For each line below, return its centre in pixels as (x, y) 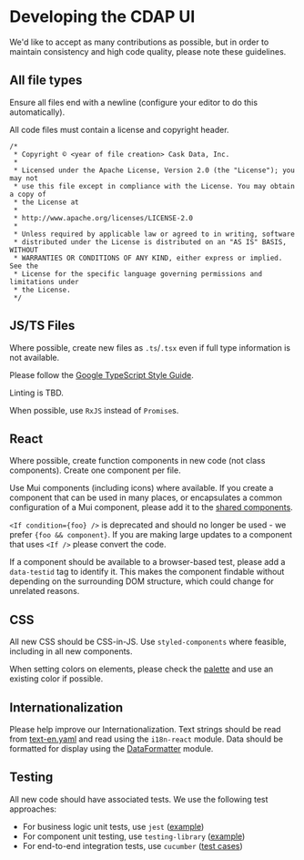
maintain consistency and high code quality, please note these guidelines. (148, 51)
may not (24, 178)
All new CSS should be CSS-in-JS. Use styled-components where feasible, (148, 642)
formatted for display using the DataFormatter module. (111, 748)
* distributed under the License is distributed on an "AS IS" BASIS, (150, 242)
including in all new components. (71, 651)
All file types (46, 81)
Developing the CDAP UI (102, 17)
